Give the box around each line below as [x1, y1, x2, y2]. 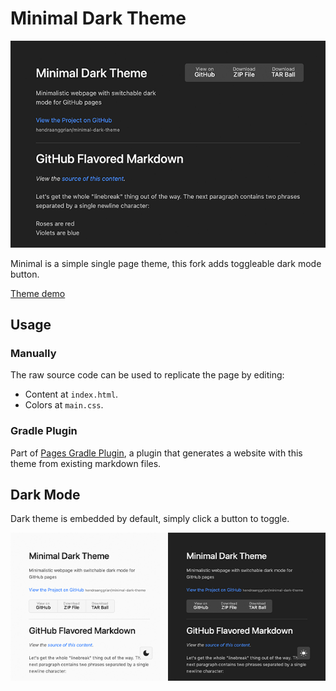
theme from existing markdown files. [10, 457, 162, 469]
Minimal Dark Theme [10, 7, 187, 30]
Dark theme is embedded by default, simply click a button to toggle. [10, 513, 290, 525]
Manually [10, 347, 57, 360]
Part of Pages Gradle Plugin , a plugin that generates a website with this [10, 447, 303, 459]
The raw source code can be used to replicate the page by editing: [10, 369, 285, 381]
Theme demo [10, 287, 66, 299]
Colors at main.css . [24, 399, 104, 411]
